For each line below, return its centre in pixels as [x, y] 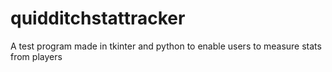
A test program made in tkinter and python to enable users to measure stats [166, 46]
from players [36, 56]
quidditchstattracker [98, 18]
